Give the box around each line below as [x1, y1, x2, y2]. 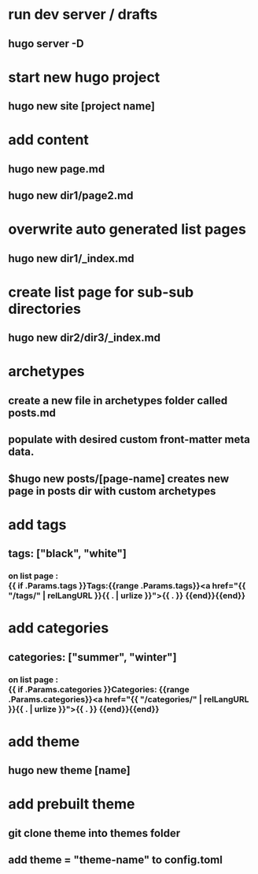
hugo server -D [8, 37, 84, 50]
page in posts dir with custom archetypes [8, 484, 216, 497]
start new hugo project [8, 68, 160, 86]
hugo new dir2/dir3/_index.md [8, 331, 161, 345]
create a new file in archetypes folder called [8, 393, 228, 407]
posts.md [8, 406, 57, 419]
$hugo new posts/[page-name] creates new [8, 472, 230, 485]
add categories [8, 619, 109, 637]
